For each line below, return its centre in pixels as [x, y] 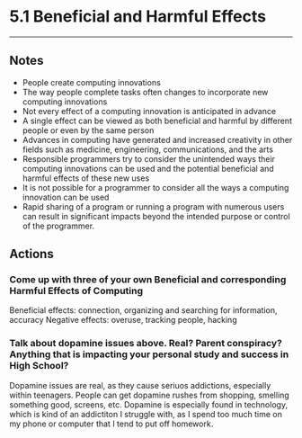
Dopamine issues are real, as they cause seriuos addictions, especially [140, 385]
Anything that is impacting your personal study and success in [149, 354]
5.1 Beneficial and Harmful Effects [138, 17]
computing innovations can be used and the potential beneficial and [148, 168]
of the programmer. [58, 226]
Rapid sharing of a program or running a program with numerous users [153, 206]
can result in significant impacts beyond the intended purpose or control [156, 216]
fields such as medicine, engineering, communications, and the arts [148, 149]
